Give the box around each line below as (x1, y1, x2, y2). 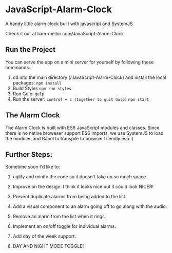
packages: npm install (12, 79, 62, 86)
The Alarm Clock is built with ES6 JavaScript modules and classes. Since (5, 124, 160, 131)
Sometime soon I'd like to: (5, 164, 60, 170)
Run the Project (5, 45, 55, 54)
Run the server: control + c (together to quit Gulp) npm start (12, 96, 149, 102)
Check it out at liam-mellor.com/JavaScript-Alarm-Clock (5, 30, 124, 36)
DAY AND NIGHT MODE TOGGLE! (12, 243, 84, 249)
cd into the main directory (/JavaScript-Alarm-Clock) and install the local (12, 74, 166, 80)
